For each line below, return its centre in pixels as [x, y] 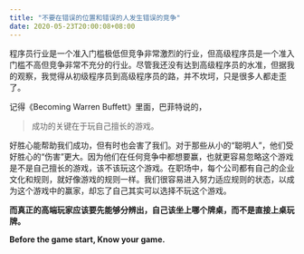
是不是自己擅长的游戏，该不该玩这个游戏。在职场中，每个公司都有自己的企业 [152, 168]
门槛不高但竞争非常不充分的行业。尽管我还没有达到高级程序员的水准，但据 [148, 64]
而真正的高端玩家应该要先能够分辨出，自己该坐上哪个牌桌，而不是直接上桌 [148, 210]
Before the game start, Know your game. [87, 239]
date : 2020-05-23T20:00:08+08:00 [72, 26]
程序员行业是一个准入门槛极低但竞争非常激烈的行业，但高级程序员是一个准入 [152, 53]
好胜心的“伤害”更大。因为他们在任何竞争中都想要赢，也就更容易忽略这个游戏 [152, 156]
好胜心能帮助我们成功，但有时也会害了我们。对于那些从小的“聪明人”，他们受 [152, 145]
